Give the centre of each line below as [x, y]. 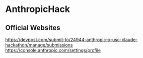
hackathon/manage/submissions [39, 45]
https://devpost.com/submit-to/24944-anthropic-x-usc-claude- [71, 39]
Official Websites [33, 28]
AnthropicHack [38, 9]
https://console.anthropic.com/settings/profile [53, 50]
